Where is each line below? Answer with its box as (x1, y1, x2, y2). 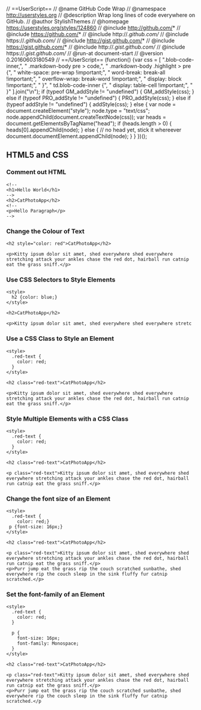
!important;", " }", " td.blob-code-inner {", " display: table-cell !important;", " (6, 82, 193, 89)
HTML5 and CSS (6, 150, 69, 160)
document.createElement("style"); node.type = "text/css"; (6, 107, 150, 114)
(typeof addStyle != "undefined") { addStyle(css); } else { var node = (6, 101, 176, 107)
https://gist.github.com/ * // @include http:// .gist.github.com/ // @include (6, 43, 185, 50)
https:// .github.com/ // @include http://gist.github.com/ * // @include (6, 37, 175, 44)
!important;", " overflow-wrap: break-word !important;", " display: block (6, 75, 182, 82)
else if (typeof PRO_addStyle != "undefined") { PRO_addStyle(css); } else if (6, 94, 191, 101)
